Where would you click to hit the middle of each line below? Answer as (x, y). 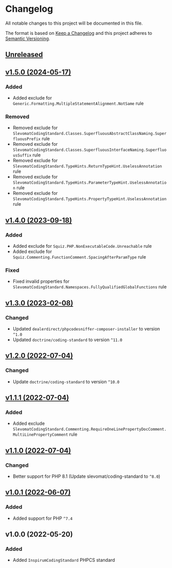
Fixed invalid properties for (41, 281)
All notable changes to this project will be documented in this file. (74, 23)
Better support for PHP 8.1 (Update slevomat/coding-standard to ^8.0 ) (86, 476)
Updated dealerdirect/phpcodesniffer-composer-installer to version (86, 328)
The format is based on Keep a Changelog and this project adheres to (79, 33)
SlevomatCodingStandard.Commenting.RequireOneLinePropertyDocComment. (90, 429)
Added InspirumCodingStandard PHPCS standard (64, 560)
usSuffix (22, 155)
